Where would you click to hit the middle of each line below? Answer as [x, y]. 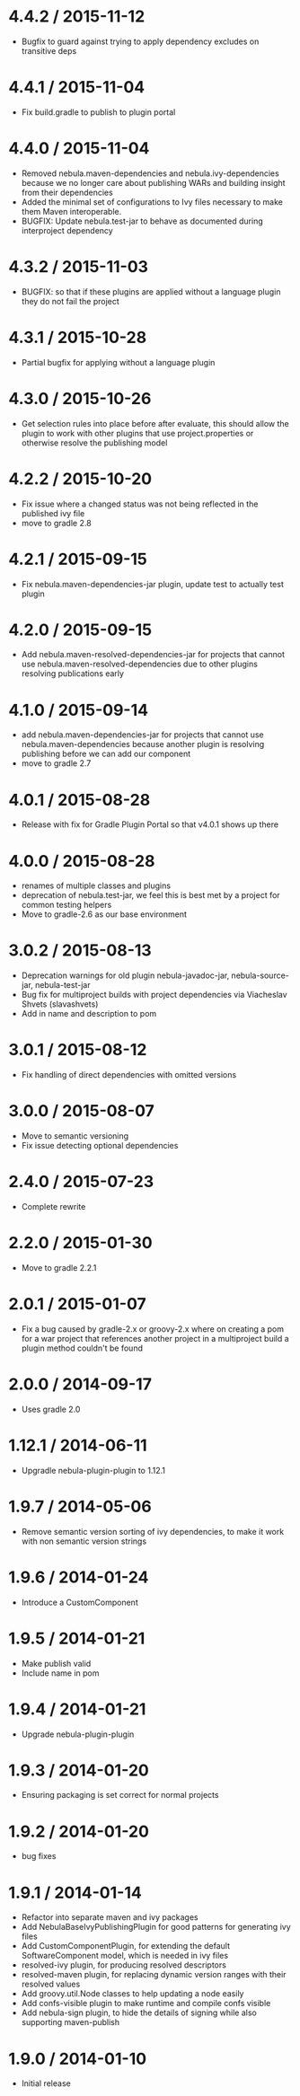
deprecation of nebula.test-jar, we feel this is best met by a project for [150, 895]
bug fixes [39, 1856]
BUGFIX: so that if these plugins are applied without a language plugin [151, 291]
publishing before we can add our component [106, 754]
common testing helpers [66, 905]
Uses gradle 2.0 [51, 1409]
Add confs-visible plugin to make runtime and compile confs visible [146, 2004]
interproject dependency [67, 230]
